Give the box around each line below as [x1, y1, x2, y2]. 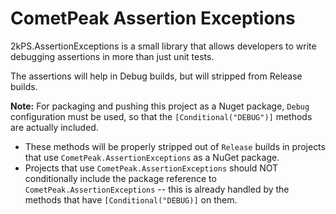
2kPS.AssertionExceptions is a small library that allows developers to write [10, 40, 317, 52]
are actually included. [10, 121, 99, 133]
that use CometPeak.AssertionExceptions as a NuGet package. [24, 151, 280, 163]
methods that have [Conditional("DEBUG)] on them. [24, 193, 238, 206]
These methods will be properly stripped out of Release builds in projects [24, 140, 326, 152]
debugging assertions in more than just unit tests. [10, 50, 215, 62]
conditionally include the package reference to [24, 172, 217, 184]
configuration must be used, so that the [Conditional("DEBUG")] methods [10, 110, 313, 122]
